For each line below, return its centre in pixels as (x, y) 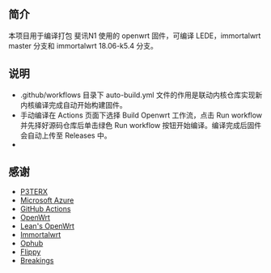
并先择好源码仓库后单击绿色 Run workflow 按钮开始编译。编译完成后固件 (141, 125)
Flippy (30, 252)
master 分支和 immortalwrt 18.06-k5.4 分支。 (83, 45)
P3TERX (34, 192)
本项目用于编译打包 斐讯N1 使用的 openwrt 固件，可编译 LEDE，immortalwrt (135, 36)
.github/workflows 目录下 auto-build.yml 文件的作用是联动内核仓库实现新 (141, 95)
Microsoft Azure (47, 200)
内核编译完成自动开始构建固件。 (73, 105)
